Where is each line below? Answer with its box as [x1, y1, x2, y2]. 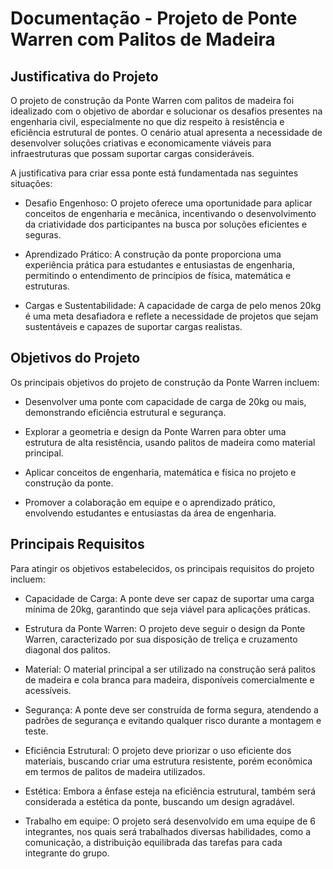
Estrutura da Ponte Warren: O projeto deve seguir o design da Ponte [24, 622, 306, 634]
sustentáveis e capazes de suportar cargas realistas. [24, 321, 243, 332]
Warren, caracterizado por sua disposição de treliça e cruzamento [24, 633, 298, 645]
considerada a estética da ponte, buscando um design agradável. [24, 795, 295, 807]
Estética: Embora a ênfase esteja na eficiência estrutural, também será [24, 785, 316, 797]
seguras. [24, 229, 62, 241]
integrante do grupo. [24, 847, 110, 859]
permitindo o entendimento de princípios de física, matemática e [24, 270, 292, 281]
